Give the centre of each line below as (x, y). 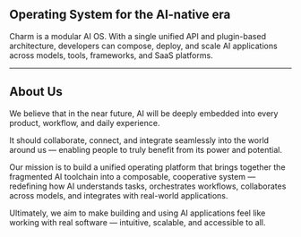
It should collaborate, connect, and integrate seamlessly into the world (139, 140)
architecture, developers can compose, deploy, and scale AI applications (143, 46)
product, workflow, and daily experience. (85, 123)
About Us (36, 92)
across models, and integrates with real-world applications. (119, 195)
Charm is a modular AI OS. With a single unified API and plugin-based (138, 36)
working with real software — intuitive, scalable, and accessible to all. (138, 222)
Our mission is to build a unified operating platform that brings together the (147, 167)
